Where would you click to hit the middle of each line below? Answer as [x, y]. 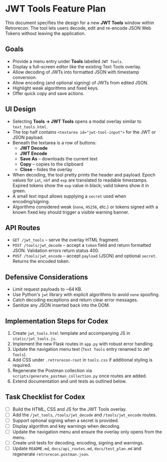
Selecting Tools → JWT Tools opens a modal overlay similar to [77, 121]
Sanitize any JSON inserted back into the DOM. [61, 305]
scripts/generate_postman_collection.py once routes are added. [79, 376]
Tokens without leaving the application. [45, 33]
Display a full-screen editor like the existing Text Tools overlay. [77, 66]
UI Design [20, 109]
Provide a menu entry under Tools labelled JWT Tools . [68, 61]
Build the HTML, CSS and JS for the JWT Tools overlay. [69, 409]
